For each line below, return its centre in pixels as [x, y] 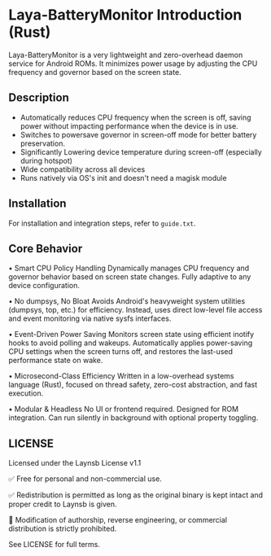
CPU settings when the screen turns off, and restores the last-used [121, 352]
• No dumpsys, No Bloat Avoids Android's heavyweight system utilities [127, 301]
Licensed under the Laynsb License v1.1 [75, 463]
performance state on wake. [56, 361]
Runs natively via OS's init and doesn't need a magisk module [123, 177]
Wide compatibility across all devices [83, 169]
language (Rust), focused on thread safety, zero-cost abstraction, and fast [133, 385]
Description [39, 98]
